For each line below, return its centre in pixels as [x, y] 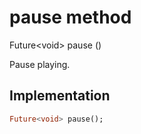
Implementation [60, 96]
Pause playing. [40, 64]
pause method [70, 17]
